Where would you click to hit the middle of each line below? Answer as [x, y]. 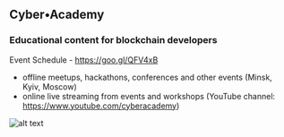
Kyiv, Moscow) [50, 86]
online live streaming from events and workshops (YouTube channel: [149, 96]
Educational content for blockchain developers [113, 40]
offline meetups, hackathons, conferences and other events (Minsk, [147, 77]
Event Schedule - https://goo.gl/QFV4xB [84, 60]
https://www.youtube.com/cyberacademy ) [101, 106]
